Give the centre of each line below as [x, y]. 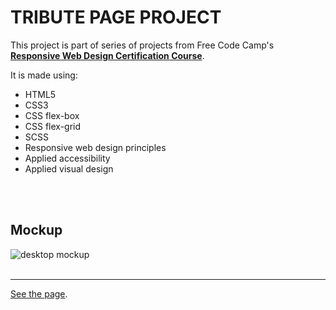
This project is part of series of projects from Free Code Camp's [142, 45]
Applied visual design [69, 168]
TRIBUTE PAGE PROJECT [116, 17]
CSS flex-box [52, 115]
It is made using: [44, 75]
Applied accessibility [67, 158]
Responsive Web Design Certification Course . [107, 55]
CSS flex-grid [53, 126]
